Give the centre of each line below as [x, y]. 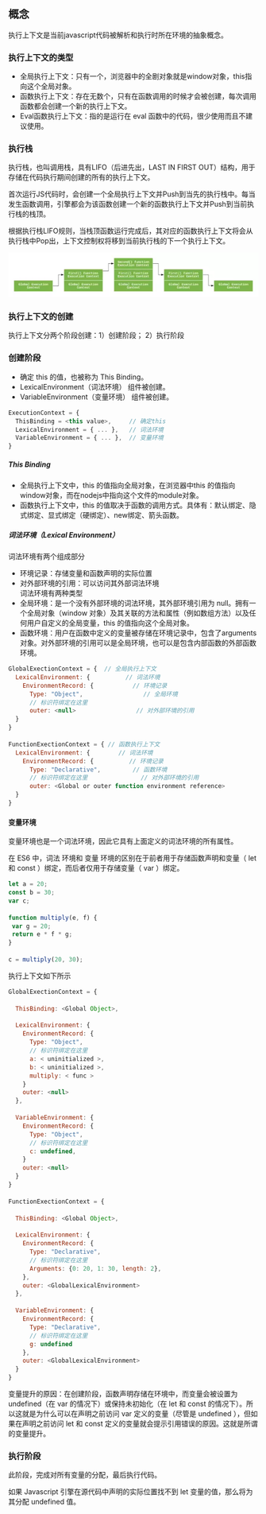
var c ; [19, 901]
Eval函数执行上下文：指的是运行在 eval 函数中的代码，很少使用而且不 [133, 116]
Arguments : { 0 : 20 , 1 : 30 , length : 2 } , [95, 1268]
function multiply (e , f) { [53, 918]
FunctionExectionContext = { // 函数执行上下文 [84, 744]
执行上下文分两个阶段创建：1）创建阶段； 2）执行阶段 [96, 336]
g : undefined [51, 1344]
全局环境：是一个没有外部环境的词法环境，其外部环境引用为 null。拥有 [135, 604]
